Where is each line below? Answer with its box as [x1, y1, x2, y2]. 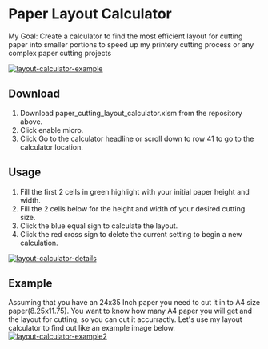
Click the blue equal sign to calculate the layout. [19, 221, 178, 231]
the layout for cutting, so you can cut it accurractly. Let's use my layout [8, 315, 242, 324]
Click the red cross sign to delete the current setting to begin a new [19, 229, 242, 239]
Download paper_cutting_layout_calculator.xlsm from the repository [19, 108, 242, 118]
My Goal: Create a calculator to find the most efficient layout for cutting [8, 31, 243, 41]
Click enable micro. [19, 125, 84, 134]
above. [19, 117, 43, 126]
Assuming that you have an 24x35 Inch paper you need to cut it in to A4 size [8, 298, 261, 307]
